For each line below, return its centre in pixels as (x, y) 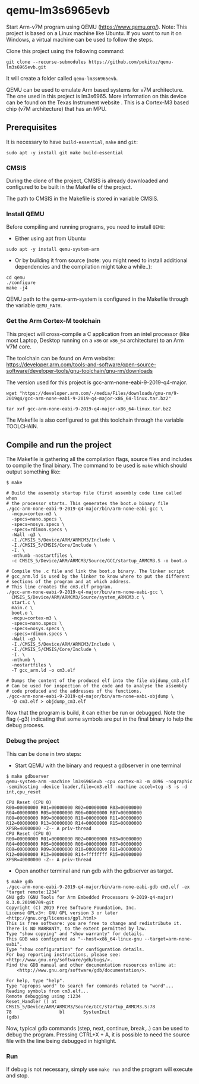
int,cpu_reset (24, 792)
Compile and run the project (59, 445)
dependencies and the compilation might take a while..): (83, 267)
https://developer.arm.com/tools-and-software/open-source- (81, 365)
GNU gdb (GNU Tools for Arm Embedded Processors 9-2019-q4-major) (90, 897)
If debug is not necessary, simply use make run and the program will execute (99, 1069)
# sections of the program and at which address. (69, 582)
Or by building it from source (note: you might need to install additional (101, 260)
